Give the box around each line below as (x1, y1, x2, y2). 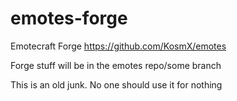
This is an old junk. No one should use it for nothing (10, 78, 223, 91)
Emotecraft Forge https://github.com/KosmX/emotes (10, 40, 227, 52)
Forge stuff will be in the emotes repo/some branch (10, 59, 222, 71)
